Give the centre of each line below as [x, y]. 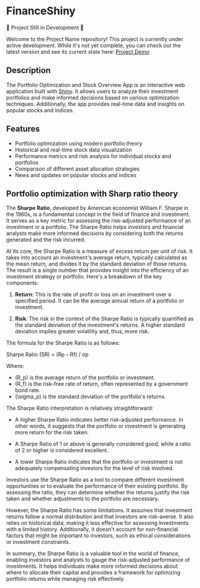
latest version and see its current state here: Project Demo [78, 51]
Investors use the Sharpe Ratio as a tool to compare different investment [95, 480]
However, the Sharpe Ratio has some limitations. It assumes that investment [99, 510]
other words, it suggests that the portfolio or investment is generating [100, 426]
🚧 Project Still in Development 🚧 [45, 27]
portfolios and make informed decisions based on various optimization [93, 97]
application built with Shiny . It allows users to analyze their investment [92, 91]
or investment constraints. [38, 542]
